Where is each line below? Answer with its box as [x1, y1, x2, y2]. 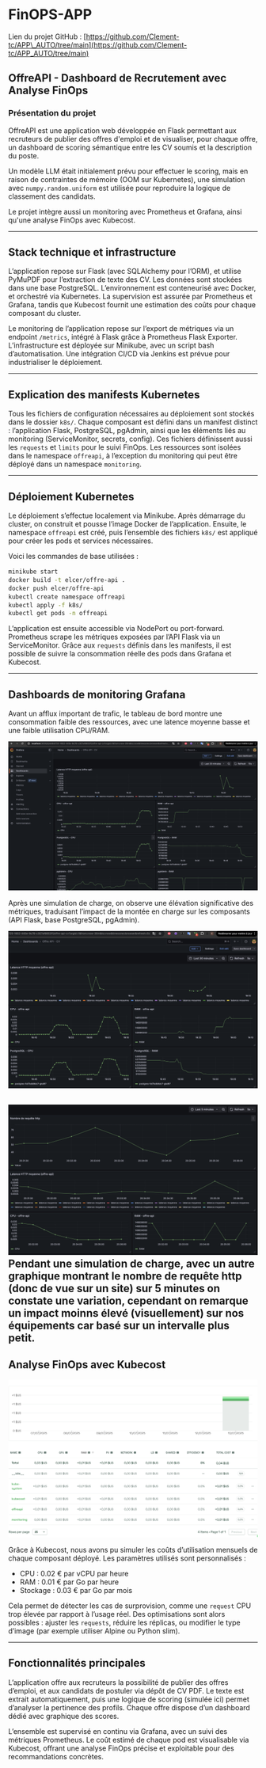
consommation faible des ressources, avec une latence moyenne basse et [8, 717, 251, 727]
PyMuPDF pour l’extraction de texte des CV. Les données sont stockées [8, 275, 243, 284]
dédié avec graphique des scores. [8, 1711, 120, 1720]
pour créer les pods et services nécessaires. [8, 536, 154, 546]
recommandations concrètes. [8, 1751, 104, 1761]
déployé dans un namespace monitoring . [8, 459, 142, 469]
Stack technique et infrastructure [8, 245, 177, 259]
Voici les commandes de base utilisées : [8, 552, 139, 561]
